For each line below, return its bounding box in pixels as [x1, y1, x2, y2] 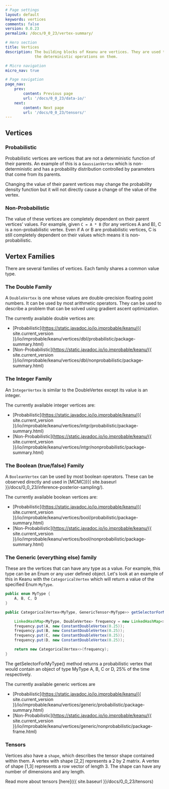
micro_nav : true [5, 68, 39, 73]
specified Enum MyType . [5, 581, 54, 587]
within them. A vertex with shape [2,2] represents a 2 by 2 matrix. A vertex [5, 758, 159, 764]
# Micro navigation [5, 63, 46, 68]
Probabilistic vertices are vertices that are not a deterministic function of [5, 155, 155, 161]
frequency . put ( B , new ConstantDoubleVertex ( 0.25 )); [14, 628, 125, 633]
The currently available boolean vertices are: [5, 494, 98, 500]
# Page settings [5, 7, 39, 13]
